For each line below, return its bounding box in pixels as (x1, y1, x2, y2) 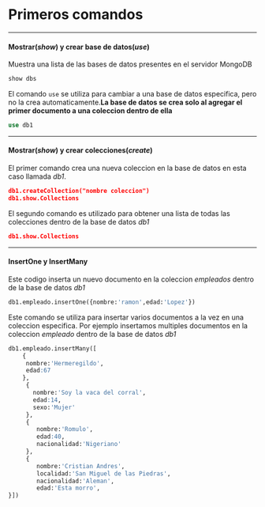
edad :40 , (36, 433, 65, 441)
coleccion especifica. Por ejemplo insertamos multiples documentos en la (8, 320, 248, 330)
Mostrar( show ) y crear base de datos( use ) (8, 42, 150, 51)
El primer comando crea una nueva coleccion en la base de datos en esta (8, 164, 247, 173)
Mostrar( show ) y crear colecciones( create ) (8, 146, 153, 155)
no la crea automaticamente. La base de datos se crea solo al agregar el (8, 97, 243, 108)
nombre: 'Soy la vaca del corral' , (32, 389, 147, 397)
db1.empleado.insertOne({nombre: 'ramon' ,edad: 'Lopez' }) (8, 298, 196, 306)
